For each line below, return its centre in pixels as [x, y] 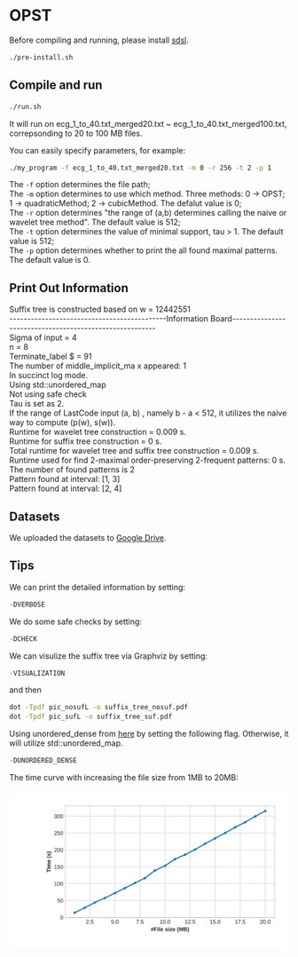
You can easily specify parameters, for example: [98, 150]
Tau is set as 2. [37, 404]
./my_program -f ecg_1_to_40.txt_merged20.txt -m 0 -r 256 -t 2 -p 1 [141, 168]
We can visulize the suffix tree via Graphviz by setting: [109, 656]
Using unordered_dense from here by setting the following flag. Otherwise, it [149, 734]
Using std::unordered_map [58, 385]
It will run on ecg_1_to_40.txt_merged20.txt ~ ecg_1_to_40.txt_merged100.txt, [148, 123]
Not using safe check [48, 394]
